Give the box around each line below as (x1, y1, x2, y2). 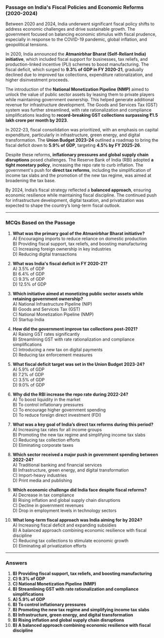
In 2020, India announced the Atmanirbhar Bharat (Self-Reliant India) (5, 51, 146, 57)
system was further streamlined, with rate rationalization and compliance (5, 107, 152, 113)
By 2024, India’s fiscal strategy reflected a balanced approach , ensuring (5, 187, 151, 193)
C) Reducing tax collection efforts (12, 437, 80, 443)
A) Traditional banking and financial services (12, 462, 102, 468)
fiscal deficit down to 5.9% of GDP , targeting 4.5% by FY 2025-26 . (5, 143, 142, 148)
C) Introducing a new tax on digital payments (12, 346, 103, 352)
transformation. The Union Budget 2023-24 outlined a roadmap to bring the (5, 137, 159, 143)
